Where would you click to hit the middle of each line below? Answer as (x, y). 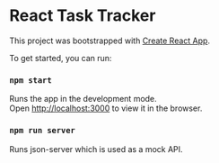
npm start (31, 80)
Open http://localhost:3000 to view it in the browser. (106, 108)
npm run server (43, 131)
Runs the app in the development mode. (83, 99)
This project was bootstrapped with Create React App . (110, 41)
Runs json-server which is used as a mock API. (96, 149)
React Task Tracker (83, 16)
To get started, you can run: (61, 58)
